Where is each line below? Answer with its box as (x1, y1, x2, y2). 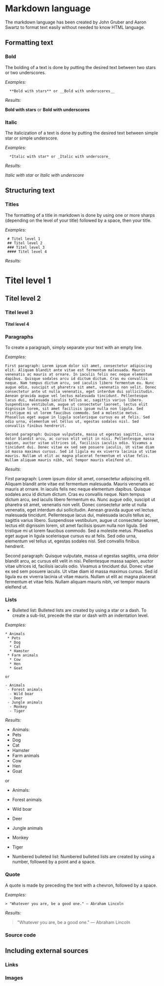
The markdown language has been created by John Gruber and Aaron (5, 19, 147, 25)
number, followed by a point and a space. (12, 859, 96, 865)
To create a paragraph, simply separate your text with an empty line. (5, 345, 143, 350)
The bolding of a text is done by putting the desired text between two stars (5, 64, 156, 70)
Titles (5, 201, 19, 208)
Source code (5, 931, 36, 938)
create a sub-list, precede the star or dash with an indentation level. (12, 612, 149, 618)
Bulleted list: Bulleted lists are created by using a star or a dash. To (12, 608, 147, 613)
